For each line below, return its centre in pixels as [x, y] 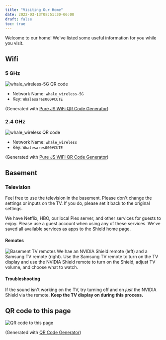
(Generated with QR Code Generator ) [43, 333]
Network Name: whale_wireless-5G [48, 93]
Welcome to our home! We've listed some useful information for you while [81, 38]
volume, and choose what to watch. [42, 267]
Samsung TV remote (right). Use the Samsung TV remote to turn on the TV [82, 257]
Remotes [14, 240]
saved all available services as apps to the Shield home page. [68, 229]
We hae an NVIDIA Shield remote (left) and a [102, 251]
